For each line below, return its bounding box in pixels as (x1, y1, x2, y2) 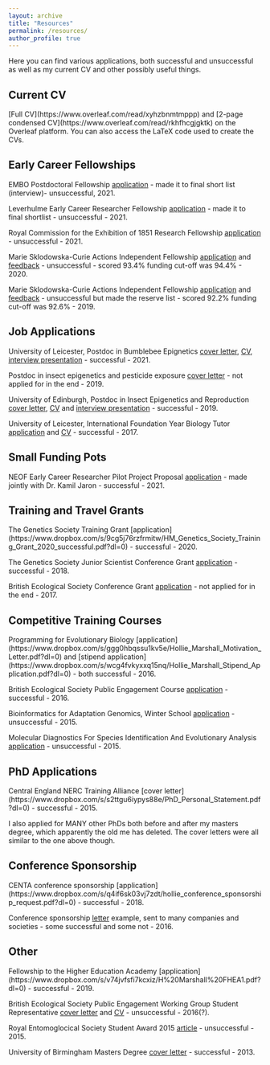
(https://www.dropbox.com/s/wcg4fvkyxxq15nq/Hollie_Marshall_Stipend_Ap (8, 661, 261, 670)
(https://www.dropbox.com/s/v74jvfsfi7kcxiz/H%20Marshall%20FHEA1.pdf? (8, 974, 261, 985)
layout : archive (8, 11, 63, 20)
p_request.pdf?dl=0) (8, 897, 76, 907)
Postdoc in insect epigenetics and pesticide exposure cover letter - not (8, 371, 243, 380)
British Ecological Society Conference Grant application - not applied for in (8, 582, 256, 592)
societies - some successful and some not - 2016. (8, 921, 174, 931)
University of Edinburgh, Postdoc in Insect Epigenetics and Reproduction (8, 395, 250, 404)
